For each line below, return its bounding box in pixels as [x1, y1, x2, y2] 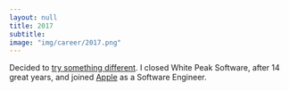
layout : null [9, 12, 58, 22]
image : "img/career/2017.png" [9, 37, 122, 47]
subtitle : [9, 29, 46, 38]
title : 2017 [9, 21, 54, 30]
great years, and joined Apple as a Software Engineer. [9, 72, 207, 83]
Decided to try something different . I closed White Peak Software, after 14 [9, 62, 281, 73]
